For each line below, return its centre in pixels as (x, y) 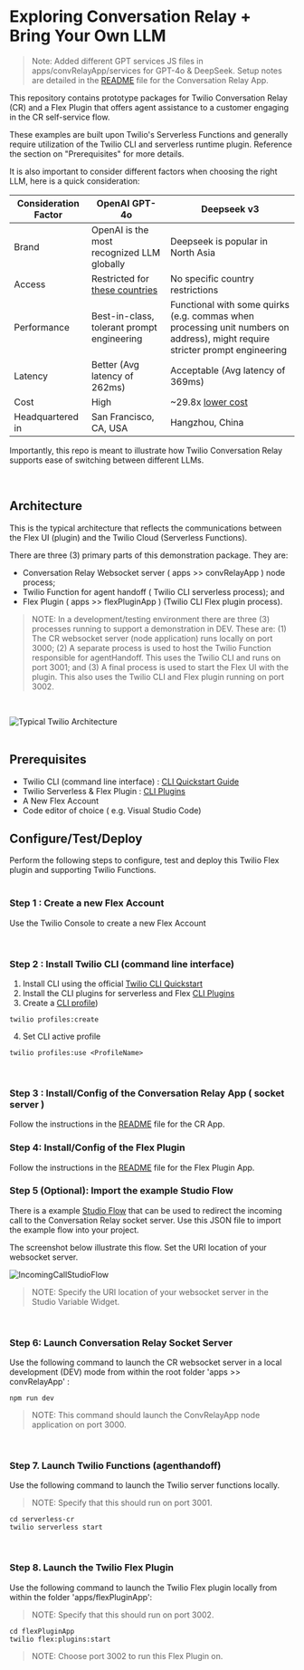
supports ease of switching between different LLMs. (107, 460)
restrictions (195, 290)
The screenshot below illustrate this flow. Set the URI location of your (138, 1247)
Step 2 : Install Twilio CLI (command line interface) (122, 964)
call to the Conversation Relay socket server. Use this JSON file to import (145, 1220)
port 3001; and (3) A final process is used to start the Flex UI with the (160, 667)
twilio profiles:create (54, 1019)
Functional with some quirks (230, 304)
